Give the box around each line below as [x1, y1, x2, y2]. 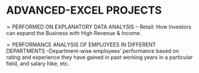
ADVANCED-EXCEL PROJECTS [6, 4, 162, 17]
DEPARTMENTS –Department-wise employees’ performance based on [6, 47, 179, 54]
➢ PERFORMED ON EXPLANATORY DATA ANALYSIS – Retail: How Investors [6, 23, 192, 30]
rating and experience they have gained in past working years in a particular [6, 53, 193, 61]
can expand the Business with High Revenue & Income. [6, 29, 142, 36]
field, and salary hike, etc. [6, 60, 70, 67]
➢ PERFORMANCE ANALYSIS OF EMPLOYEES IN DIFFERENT [6, 41, 156, 48]
